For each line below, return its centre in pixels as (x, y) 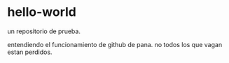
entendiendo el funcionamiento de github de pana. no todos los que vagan (115, 44)
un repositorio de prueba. (44, 31)
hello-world (42, 12)
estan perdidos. (30, 52)
